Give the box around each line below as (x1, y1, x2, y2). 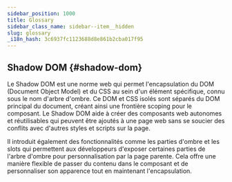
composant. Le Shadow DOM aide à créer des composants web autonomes (7, 109, 222, 118)
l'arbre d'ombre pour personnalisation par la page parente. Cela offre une (7, 152, 216, 160)
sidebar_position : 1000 (7, 10, 76, 17)
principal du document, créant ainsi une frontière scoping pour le (7, 102, 192, 110)
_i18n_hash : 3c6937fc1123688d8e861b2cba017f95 (7, 36, 144, 43)
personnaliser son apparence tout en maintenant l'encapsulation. (7, 167, 192, 175)
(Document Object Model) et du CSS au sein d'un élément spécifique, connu (7, 87, 225, 95)
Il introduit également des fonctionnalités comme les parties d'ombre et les (7, 137, 220, 145)
